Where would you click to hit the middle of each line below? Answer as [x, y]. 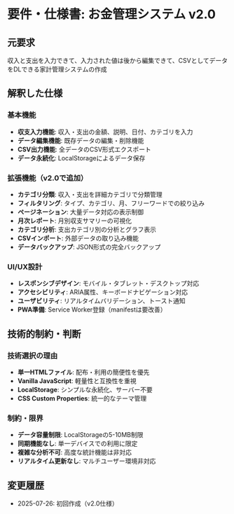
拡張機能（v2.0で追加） [48, 178]
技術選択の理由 [33, 356]
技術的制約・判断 [44, 334]
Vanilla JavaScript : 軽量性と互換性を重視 [77, 381]
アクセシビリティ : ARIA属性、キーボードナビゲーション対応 [103, 292]
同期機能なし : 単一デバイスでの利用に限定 [77, 444]
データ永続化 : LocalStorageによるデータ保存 [81, 158]
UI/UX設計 [25, 267]
